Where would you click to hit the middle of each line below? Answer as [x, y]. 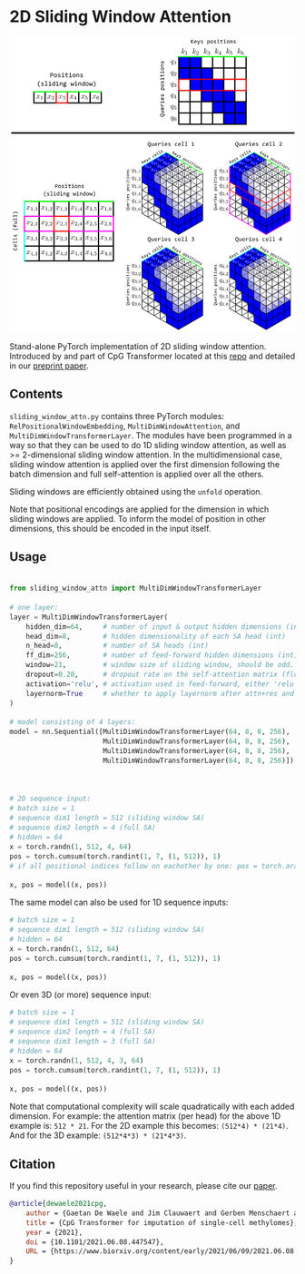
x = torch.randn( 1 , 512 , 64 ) [64, 949]
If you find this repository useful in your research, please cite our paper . [143, 1186]
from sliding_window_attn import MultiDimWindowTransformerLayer [135, 588]
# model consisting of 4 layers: [73, 722]
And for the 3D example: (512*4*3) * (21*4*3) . [98, 1135]
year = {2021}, [54, 1232]
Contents [36, 394]
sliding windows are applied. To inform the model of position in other [138, 518]
